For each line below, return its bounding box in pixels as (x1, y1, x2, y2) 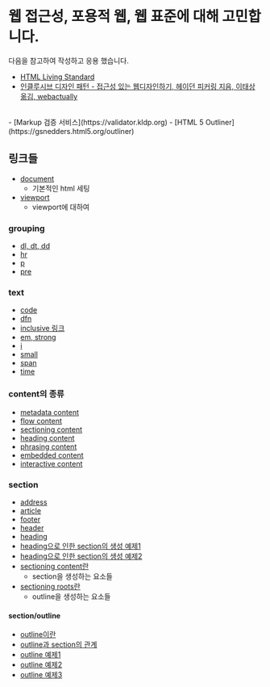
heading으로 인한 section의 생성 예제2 (19, 551, 143, 561)
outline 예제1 (19, 650, 61, 660)
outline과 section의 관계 (19, 639, 98, 650)
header (19, 522, 44, 533)
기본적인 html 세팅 (31, 183, 90, 193)
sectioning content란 (19, 561, 89, 571)
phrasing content (19, 442, 77, 451)
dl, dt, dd (19, 241, 51, 251)
